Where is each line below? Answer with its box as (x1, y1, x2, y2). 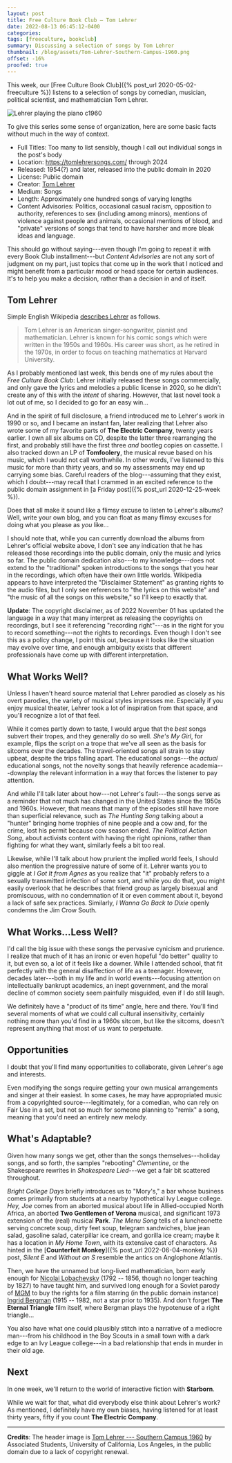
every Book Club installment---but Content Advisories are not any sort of (7, 252, 215, 260)
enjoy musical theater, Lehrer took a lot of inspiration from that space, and (7, 704, 218, 712)
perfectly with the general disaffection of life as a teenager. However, (7, 967, 204, 975)
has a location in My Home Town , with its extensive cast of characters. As (7, 1238, 217, 1247)
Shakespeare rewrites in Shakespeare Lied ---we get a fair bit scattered (7, 1166, 211, 1174)
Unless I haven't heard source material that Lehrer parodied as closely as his (7, 689, 225, 698)
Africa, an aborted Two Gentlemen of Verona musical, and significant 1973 (7, 1209, 221, 1217)
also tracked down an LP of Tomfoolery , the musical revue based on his (7, 448, 213, 457)
